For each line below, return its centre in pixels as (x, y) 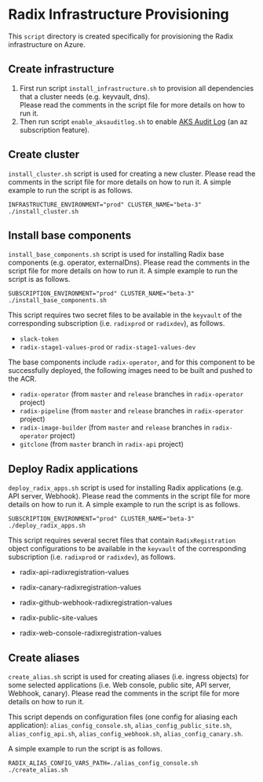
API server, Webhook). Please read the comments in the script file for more (130, 496)
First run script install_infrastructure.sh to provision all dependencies (137, 88)
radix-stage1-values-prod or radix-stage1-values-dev (108, 347)
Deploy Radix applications (73, 469)
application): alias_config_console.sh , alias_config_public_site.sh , (120, 725)
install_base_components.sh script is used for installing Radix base (116, 254)
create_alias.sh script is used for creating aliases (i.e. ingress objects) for (129, 676)
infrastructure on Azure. (47, 44)
